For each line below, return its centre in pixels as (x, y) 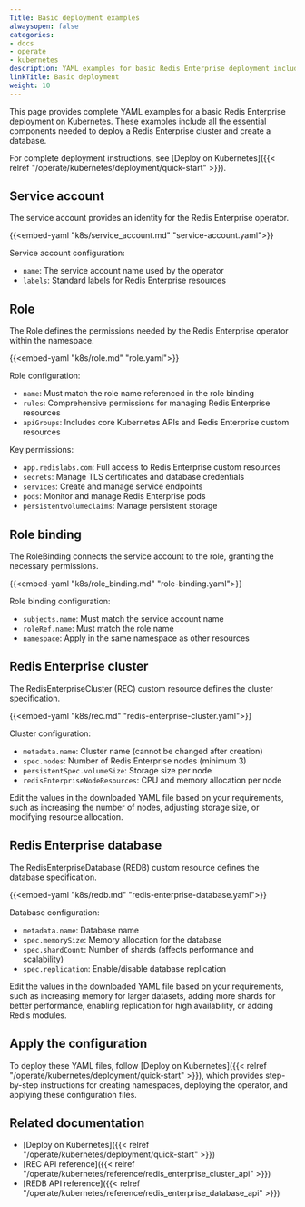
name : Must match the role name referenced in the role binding (138, 394)
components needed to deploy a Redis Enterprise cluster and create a (140, 130)
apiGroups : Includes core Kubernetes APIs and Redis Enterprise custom (156, 423)
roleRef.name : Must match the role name (98, 629)
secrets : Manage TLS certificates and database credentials (133, 477)
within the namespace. (52, 341)
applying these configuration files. (74, 1094)
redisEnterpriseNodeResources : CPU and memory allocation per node (152, 780)
